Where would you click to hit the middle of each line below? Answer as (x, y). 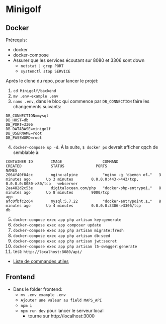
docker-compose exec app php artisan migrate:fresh (68, 230)
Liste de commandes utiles (41, 261)
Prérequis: (16, 40)
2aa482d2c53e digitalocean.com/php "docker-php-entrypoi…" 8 (84, 188)
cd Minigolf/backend (34, 91)
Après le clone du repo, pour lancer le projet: (52, 81)
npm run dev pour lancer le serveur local (62, 310)
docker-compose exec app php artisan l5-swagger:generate (75, 247)
